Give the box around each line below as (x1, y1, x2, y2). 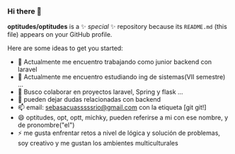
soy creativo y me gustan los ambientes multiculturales (17, 139, 178, 148)
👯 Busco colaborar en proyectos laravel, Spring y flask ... (17, 88, 183, 96)
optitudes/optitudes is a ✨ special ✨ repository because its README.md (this (7, 23, 228, 31)
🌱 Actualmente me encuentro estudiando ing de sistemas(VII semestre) (17, 73, 226, 81)
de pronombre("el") (17, 121, 75, 129)
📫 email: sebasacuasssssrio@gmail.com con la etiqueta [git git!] (17, 103, 207, 112)
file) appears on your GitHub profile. (7, 30, 113, 39)
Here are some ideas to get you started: (7, 44, 124, 52)
